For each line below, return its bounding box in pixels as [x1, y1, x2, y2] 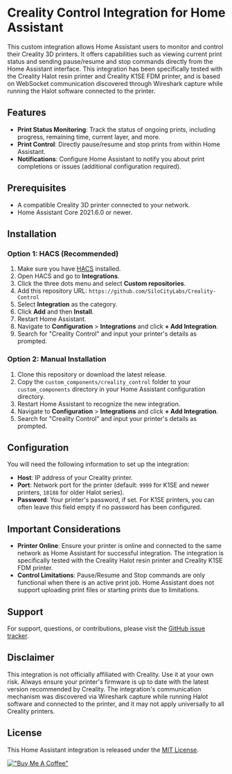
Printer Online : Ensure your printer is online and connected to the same [17, 542, 222, 550]
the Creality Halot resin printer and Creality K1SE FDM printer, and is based [7, 71, 220, 80]
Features [7, 107, 46, 119]
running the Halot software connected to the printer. [7, 87, 156, 95]
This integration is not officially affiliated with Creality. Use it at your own [7, 670, 214, 678]
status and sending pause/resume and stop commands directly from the [7, 57, 213, 65]
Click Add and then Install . [17, 307, 94, 316]
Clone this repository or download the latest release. [17, 370, 168, 379]
